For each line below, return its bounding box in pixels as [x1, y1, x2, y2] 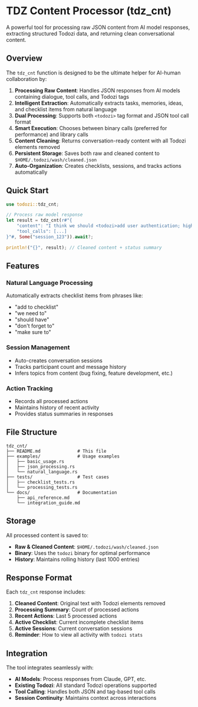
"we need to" [14, 310, 47, 317]
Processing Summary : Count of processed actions [14, 606, 140, 613]
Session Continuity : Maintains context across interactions [14, 695, 157, 702]
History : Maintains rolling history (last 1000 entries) [14, 556, 140, 563]
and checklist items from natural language [14, 105, 117, 113]
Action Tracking [6, 384, 53, 393]
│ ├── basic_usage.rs [6, 458, 65, 465]
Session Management [6, 343, 70, 352]
